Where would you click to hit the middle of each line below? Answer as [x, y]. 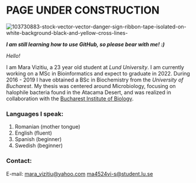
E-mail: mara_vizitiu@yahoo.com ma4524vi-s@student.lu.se [80, 174]
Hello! [13, 55]
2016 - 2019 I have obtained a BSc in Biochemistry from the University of [95, 80]
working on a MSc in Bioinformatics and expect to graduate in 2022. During [98, 73]
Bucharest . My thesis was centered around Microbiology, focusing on [91, 86]
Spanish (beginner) [38, 139]
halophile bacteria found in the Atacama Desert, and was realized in [89, 92]
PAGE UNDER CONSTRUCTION [83, 10]
